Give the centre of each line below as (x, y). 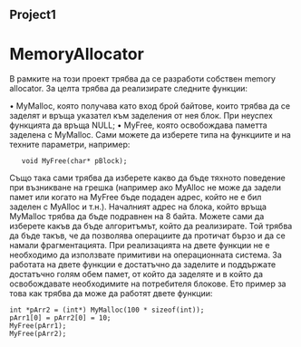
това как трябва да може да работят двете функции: (111, 294)
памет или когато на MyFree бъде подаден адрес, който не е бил (136, 198)
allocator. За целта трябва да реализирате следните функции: (128, 89)
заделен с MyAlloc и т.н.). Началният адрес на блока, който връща (138, 207)
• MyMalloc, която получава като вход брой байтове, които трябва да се (150, 106)
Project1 (33, 15)
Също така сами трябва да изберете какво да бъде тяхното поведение (147, 178)
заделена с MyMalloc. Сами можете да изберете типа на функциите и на (150, 135)
